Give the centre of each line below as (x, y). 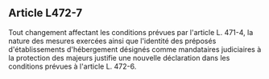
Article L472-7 (46, 13)
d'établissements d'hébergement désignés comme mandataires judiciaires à (135, 49)
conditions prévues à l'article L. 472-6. (72, 66)
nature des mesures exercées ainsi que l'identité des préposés (112, 41)
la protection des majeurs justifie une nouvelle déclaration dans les (119, 57)
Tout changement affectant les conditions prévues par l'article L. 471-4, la (131, 32)
